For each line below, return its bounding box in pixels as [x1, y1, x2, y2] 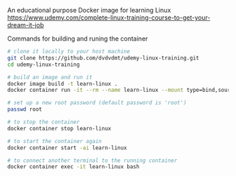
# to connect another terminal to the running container [7, 157, 178, 164]
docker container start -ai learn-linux [7, 144, 128, 151]
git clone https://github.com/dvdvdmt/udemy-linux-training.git [7, 54, 199, 62]
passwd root [7, 106, 42, 113]
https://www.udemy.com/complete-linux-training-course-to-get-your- [7, 13, 211, 22]
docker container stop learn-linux [7, 125, 112, 132]
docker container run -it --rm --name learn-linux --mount [7, 87, 184, 94]
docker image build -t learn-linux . [7, 80, 118, 87]
